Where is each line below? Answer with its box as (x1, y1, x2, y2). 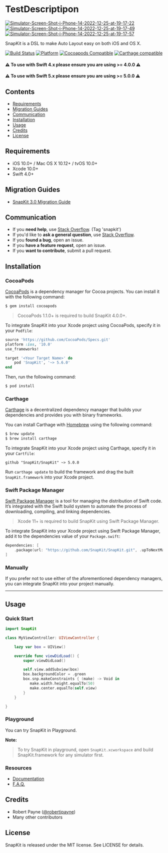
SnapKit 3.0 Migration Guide (12, 198, 71, 204)
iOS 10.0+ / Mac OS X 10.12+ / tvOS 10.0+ (12, 160, 97, 166)
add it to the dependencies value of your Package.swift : (5, 533, 120, 539)
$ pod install (5, 383, 35, 388)
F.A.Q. (12, 781, 25, 787)
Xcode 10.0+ (12, 165, 38, 171)
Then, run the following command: (5, 374, 76, 380)
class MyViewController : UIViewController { (5, 635, 99, 640)
